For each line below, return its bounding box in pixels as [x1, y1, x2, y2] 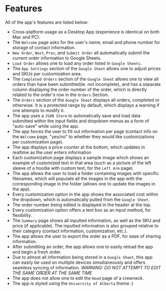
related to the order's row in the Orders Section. [12, 92, 109, 98]
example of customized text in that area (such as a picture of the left [12, 160, 152, 166]
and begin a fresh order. [12, 249, 62, 255]
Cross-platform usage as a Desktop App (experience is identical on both [12, 29, 160, 35]
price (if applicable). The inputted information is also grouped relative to [12, 222, 159, 228]
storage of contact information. [12, 44, 76, 50]
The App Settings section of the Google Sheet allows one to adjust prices [12, 65, 161, 72]
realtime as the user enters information [12, 149, 91, 155]
